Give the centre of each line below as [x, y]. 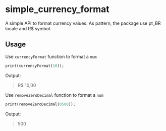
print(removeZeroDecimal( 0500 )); [40, 104]
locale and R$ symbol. [28, 28]
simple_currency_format [57, 9]
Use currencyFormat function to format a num [51, 56]
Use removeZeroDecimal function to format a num [54, 95]
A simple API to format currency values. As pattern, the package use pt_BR [83, 23]
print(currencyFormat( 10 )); [35, 66]
